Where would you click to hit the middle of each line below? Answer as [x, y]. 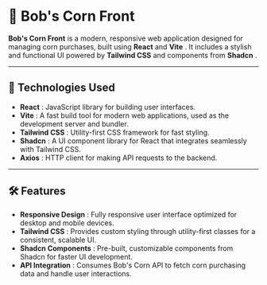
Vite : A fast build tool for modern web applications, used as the [124, 115]
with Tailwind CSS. [50, 149]
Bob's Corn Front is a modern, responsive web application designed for [126, 38]
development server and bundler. [74, 123]
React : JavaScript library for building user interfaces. [108, 107]
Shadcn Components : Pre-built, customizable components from [126, 248]
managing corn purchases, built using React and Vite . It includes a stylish [130, 46]
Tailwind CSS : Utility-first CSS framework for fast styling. [114, 132]
